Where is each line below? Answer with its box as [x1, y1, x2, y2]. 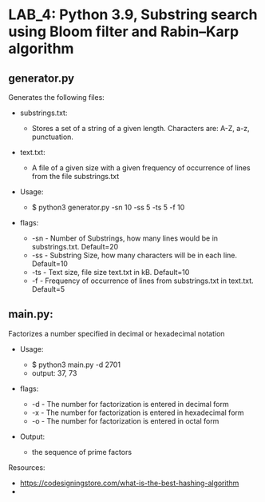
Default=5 [31, 285, 65, 293]
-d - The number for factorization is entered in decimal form [31, 399, 229, 408]
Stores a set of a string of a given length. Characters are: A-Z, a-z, [31, 124, 250, 133]
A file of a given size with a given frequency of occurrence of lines [31, 163, 251, 173]
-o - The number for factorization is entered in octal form [31, 416, 220, 425]
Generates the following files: [8, 93, 105, 102]
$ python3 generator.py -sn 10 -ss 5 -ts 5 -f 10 [31, 202, 185, 212]
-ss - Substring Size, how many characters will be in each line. [31, 250, 238, 260]
